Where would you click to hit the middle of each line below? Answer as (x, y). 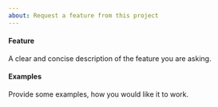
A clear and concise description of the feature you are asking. (110, 58)
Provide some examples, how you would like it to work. (99, 94)
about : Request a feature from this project (83, 15)
